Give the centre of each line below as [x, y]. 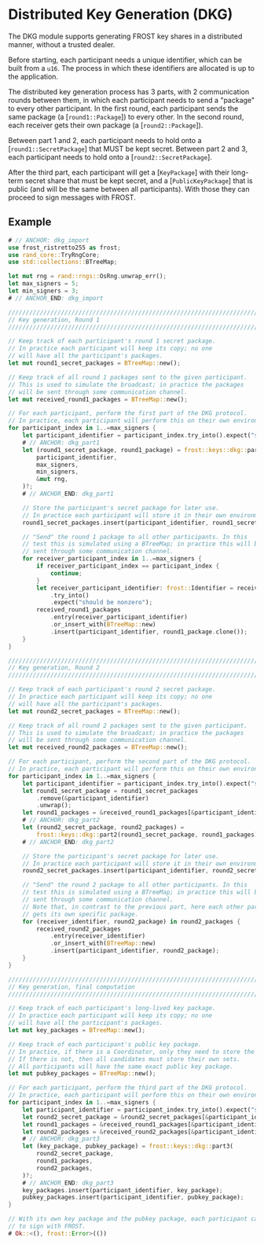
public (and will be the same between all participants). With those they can [129, 189]
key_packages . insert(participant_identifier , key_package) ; [123, 1190]
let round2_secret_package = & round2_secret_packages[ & [116, 1117]
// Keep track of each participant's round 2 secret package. [112, 689]
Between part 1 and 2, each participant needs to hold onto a [105, 140]
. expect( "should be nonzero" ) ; [101, 603]
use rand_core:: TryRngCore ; [54, 255]
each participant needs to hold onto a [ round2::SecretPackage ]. [110, 157]
